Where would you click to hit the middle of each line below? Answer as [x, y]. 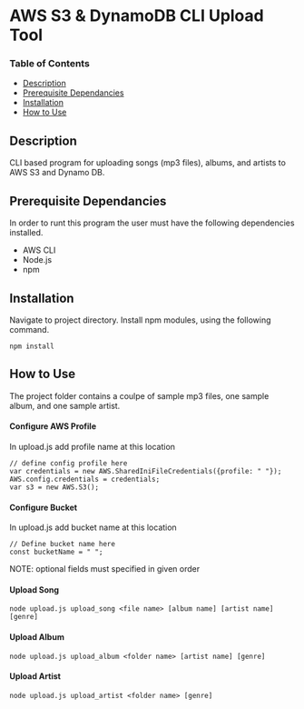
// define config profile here [69, 463]
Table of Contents [50, 64]
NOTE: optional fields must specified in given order [105, 569]
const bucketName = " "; [56, 552]
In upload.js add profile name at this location [92, 446]
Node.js [37, 260]
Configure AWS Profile [53, 426]
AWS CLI [39, 250]
